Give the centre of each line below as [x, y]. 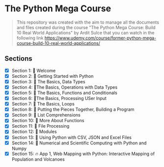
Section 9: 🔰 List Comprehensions [46, 115]
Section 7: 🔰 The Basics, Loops [43, 104]
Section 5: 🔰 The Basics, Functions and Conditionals [64, 93]
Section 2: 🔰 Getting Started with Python [53, 76]
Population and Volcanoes [38, 159]
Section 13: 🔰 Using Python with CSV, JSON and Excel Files [72, 137]
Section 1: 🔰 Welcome [34, 70]
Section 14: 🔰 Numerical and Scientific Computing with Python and [79, 143]
